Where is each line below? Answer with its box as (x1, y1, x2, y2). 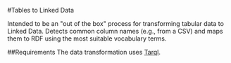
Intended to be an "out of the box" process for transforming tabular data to (7, 20, 224, 27)
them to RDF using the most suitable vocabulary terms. (7, 34, 167, 43)
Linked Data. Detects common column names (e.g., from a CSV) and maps (7, 27, 223, 35)
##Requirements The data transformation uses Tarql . (7, 48, 161, 56)
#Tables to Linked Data (7, 6, 75, 14)
